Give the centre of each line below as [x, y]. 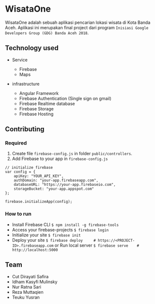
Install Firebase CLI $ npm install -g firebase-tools [65, 224]
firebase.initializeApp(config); [39, 202]
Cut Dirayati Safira [30, 276]
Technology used [32, 48]
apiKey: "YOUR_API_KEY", [39, 176]
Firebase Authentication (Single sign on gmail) [65, 98]
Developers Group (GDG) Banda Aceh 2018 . [47, 33]
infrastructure [26, 84]
